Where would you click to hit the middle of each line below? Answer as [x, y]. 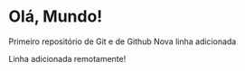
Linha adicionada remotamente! [67, 58]
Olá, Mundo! [56, 17]
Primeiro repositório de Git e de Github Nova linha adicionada [122, 41]
